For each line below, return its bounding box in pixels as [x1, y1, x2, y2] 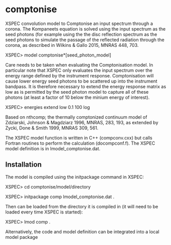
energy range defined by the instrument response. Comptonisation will [5, 72, 154, 78]
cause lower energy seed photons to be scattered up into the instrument [5, 78, 158, 84]
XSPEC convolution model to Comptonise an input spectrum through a [5, 20, 153, 26]
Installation [5, 160, 42, 169]
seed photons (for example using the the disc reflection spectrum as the [5, 31, 157, 37]
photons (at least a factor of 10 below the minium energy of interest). [5, 94, 150, 100]
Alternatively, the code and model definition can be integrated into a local [5, 228, 160, 235]
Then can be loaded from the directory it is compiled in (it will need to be [5, 203, 158, 209]
